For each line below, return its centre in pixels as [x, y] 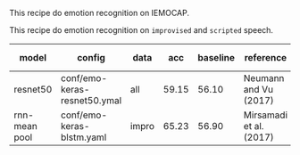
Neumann [264, 78]
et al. [254, 126]
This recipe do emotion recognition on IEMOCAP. [100, 13]
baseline [216, 57]
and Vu [258, 90]
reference [266, 57]
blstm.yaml [84, 137]
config [91, 57]
